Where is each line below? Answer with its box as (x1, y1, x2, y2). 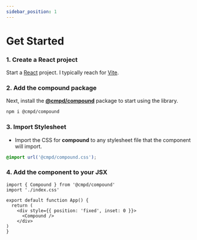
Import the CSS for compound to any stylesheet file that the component (14, 136, 191, 143)
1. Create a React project (6, 55, 78, 64)
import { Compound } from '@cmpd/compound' (6, 182, 116, 188)
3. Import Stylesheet (6, 123, 66, 131)
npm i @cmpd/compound (6, 109, 60, 115)
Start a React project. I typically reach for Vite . (6, 69, 119, 76)
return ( (11, 203, 33, 209)
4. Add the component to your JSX (6, 168, 108, 176)
